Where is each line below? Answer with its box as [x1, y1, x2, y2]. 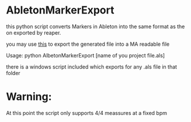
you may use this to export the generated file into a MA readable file [6, 40, 170, 48]
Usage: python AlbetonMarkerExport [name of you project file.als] [6, 52, 165, 59]
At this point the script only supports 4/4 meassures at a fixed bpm [6, 109, 168, 116]
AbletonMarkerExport [6, 4, 114, 17]
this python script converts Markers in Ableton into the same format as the [6, 23, 185, 30]
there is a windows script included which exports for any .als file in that [6, 63, 177, 70]
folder [6, 69, 20, 76]
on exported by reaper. [6, 29, 61, 36]
